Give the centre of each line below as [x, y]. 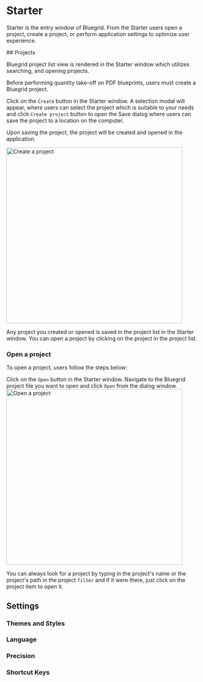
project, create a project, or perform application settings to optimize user [98, 34]
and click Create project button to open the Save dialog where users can [99, 114]
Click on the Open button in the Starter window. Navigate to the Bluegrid [96, 379]
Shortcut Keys [28, 672]
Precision [21, 656]
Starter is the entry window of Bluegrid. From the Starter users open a [94, 28]
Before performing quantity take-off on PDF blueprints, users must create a [101, 83]
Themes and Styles [36, 623]
